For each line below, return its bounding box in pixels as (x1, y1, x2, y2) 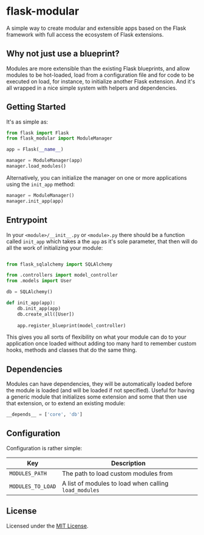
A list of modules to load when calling (61, 479, 169, 487)
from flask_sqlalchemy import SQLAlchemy (6, 261, 113, 267)
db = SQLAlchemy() (6, 289, 53, 295)
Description (111, 459, 146, 467)
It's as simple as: (6, 118, 49, 126)
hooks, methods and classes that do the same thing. (6, 346, 137, 354)
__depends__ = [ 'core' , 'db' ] (6, 411, 83, 418)
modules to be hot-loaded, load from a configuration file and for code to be (6, 71, 194, 79)
